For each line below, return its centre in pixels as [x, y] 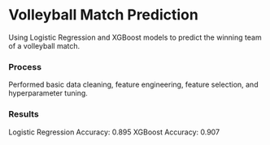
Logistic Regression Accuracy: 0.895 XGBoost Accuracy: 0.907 [114, 132]
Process [25, 66]
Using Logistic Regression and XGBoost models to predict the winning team [135, 37]
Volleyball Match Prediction [104, 15]
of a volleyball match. [44, 45]
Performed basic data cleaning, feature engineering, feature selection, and [133, 85]
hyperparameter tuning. [48, 93]
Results [24, 114]
